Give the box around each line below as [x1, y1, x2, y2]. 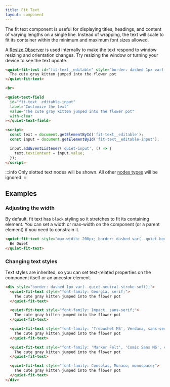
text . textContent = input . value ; [14, 150, 85, 156]
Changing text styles [5, 257, 58, 265]
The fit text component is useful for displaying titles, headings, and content [5, 26, 162, 32]
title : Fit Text [5, 7, 39, 13]
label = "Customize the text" [10, 104, 69, 109]
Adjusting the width [5, 204, 55, 211]
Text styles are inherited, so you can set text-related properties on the [5, 269, 151, 275]
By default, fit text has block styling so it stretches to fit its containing [5, 216, 149, 222]
